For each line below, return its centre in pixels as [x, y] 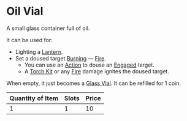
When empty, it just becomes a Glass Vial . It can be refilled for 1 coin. [94, 83]
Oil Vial [25, 11]
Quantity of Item [34, 98]
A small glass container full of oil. [48, 28]
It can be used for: [30, 40]
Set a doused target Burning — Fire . [60, 58]
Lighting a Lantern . [39, 52]
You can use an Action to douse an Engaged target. [89, 65]
